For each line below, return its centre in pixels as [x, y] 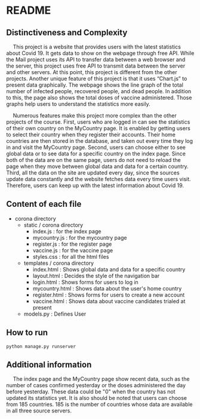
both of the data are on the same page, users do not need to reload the [93, 160]
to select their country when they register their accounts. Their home [91, 134]
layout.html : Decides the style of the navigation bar [96, 276]
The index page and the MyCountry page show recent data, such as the [101, 379]
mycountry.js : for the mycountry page [80, 237]
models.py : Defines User [55, 314]
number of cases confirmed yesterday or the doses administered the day [96, 386]
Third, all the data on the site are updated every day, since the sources [93, 173]
